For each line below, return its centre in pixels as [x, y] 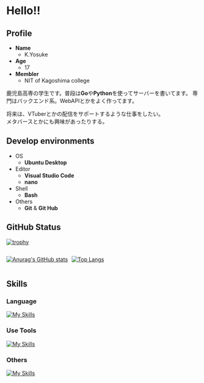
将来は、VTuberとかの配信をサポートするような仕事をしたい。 [85, 114]
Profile [19, 33]
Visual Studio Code [49, 175]
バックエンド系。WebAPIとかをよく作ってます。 [77, 101]
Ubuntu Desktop [46, 162]
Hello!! [24, 11]
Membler [27, 74]
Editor [23, 169]
